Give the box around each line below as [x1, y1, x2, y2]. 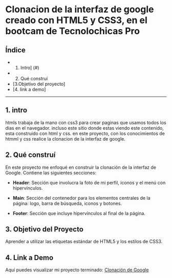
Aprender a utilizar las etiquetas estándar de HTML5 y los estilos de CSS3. [5, 239, 163, 245]
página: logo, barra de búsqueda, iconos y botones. [12, 200, 122, 206]
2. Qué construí [5, 151, 56, 159]
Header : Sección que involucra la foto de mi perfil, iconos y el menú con [12, 179, 166, 186]
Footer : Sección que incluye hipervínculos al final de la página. [12, 210, 146, 216]
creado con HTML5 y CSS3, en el [5, 14, 147, 26]
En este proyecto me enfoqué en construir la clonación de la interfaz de [5, 164, 156, 170]
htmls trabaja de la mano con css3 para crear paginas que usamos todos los [5, 119, 166, 126]
